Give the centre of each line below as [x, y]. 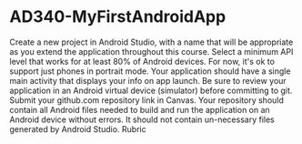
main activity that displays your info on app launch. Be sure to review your [148, 80]
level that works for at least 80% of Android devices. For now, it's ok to [142, 61]
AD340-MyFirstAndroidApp [118, 17]
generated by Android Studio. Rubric [78, 129]
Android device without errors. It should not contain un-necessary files [142, 119]
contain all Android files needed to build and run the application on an [140, 109]
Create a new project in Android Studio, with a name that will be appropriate [151, 42]
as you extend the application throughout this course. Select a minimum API [151, 51]
